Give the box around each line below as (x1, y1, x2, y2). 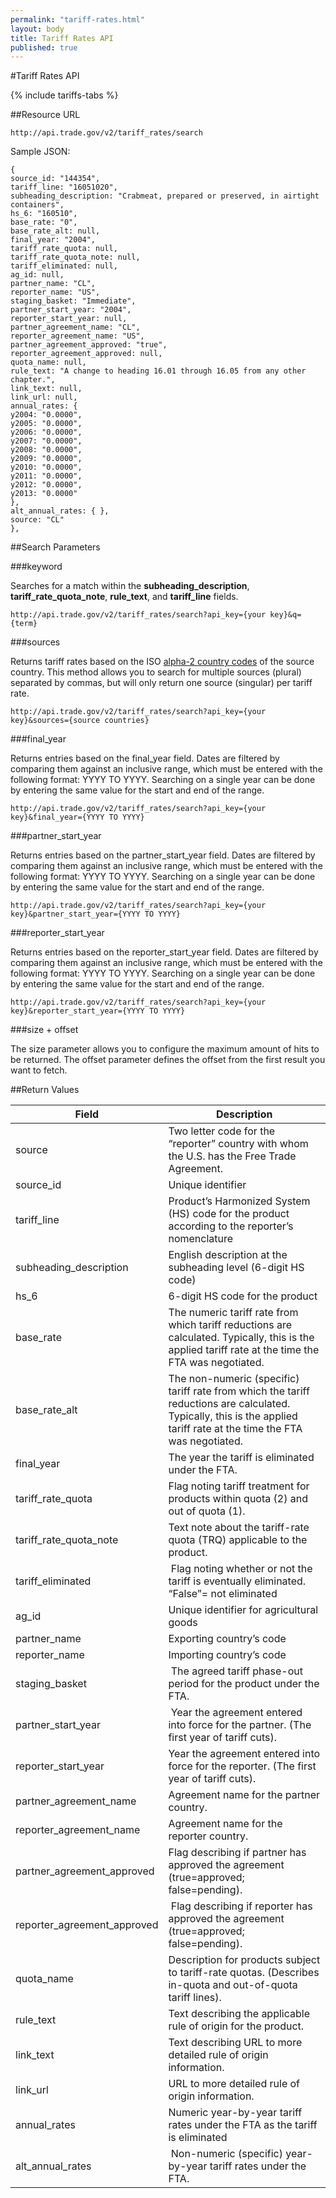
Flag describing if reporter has (170, 1899, 313, 1913)
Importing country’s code (168, 1648, 287, 1662)
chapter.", (10, 375, 56, 385)
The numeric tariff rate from (168, 1306, 299, 1320)
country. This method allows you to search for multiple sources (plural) (10, 666, 302, 678)
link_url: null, (10, 392, 78, 403)
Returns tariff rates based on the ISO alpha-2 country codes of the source (10, 656, 315, 668)
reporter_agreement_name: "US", (10, 331, 145, 341)
